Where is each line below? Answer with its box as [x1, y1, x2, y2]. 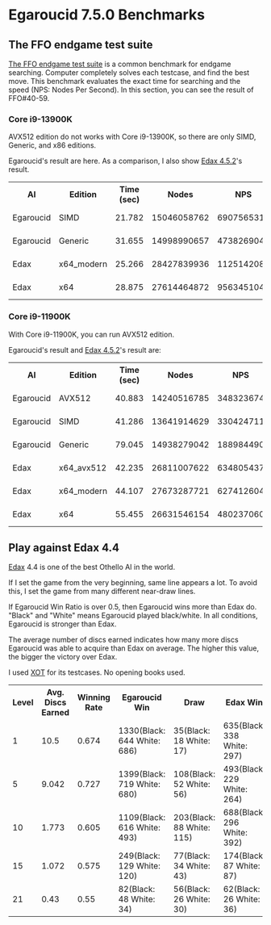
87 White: [223, 860, 261, 872]
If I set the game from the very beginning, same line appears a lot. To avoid [8, 578, 258, 588]
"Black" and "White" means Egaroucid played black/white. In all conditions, [8, 611, 258, 621]
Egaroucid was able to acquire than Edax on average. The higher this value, [8, 643, 260, 653]
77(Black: [173, 850, 211, 861]
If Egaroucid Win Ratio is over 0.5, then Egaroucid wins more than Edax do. [8, 602, 257, 612]
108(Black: [173, 768, 216, 780]
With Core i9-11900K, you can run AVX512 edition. [8, 329, 175, 339]
